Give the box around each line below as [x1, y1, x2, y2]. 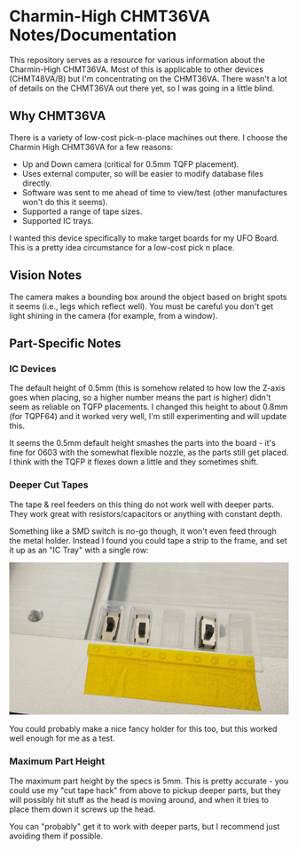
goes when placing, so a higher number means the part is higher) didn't [9, 393, 271, 403]
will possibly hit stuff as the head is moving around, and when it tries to [9, 794, 269, 805]
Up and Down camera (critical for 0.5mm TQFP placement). [21, 158, 239, 170]
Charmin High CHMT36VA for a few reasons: [9, 141, 174, 152]
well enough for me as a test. [9, 733, 115, 743]
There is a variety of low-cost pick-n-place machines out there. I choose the [9, 131, 288, 143]
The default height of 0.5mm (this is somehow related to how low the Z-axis [9, 383, 286, 393]
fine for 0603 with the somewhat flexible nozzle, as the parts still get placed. [9, 447, 289, 458]
